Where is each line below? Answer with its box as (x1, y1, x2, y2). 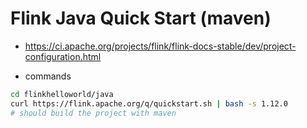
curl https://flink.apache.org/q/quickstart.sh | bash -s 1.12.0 (10, 98, 288, 109)
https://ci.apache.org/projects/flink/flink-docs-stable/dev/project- (24, 40, 297, 52)
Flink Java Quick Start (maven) (10, 7, 272, 30)
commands (24, 70, 72, 82)
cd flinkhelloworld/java (10, 89, 114, 99)
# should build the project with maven (10, 108, 177, 118)
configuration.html (24, 50, 102, 62)
